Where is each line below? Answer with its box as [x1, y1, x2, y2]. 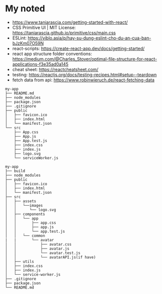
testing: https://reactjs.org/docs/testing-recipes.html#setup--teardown [12, 72, 157, 77]
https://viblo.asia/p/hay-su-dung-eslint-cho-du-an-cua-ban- [28, 35, 152, 41]
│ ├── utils [5, 259, 35, 264]
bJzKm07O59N [12, 40, 44, 46]
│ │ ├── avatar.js [5, 246, 70, 251]
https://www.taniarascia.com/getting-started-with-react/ [12, 19, 128, 25]
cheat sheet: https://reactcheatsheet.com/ [12, 66, 99, 72]
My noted [5, 3, 45, 14]
